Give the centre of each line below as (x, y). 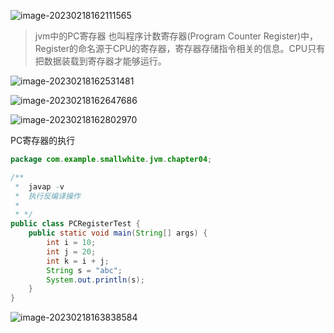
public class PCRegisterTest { (75, 224)
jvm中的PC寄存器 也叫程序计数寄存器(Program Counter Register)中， (176, 36)
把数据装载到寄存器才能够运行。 (100, 61)
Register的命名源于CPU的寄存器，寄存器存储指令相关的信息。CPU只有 (180, 48)
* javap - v (39, 186)
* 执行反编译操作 (47, 196)
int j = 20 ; (71, 251)
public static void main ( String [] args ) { (118, 233)
